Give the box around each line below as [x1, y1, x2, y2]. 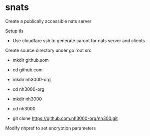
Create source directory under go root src [5, 47, 92, 53]
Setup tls [5, 28, 24, 34]
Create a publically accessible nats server [5, 18, 92, 24]
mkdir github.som [12, 57, 49, 63]
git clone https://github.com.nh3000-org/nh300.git [12, 115, 118, 121]
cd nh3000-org [12, 86, 45, 92]
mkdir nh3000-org [12, 76, 51, 82]
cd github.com [12, 67, 43, 73]
